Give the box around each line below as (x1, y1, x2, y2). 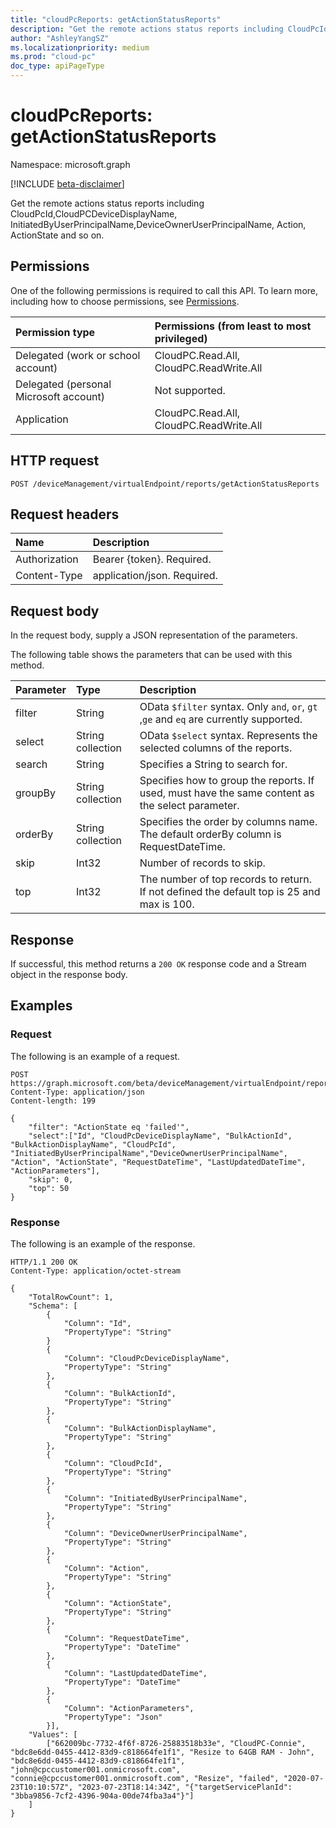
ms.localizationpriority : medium (10, 42, 150, 53)
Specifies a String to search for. (139, 757, 288, 771)
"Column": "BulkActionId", (63, 1388, 177, 1398)
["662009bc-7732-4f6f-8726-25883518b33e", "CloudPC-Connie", (46, 1738, 307, 1748)
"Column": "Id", (63, 1318, 132, 1328)
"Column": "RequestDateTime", (63, 1633, 190, 1643)
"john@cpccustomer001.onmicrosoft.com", (10, 1764, 182, 1775)
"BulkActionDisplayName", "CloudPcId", (10, 1139, 177, 1150)
